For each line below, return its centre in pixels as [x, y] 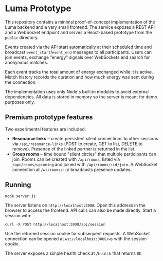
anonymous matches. [27, 62]
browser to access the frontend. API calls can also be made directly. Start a [81, 210]
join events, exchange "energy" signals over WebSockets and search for [77, 57]
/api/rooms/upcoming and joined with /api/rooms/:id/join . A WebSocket [85, 164]
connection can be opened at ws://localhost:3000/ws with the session [76, 239]
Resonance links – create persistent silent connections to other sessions [85, 138]
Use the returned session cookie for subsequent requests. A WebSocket [77, 233]
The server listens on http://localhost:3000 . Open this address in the [75, 205]
